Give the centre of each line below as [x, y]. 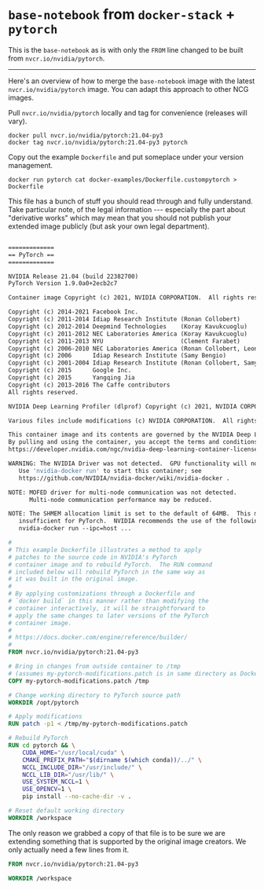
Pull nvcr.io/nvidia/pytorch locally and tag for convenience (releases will [128, 112]
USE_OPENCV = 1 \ [47, 789]
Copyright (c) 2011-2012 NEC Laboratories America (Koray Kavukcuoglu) [128, 334]
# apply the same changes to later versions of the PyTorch [109, 615]
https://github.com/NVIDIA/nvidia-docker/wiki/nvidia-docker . [124, 478]
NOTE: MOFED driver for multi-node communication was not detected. [123, 493]
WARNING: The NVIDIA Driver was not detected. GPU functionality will [128, 464]
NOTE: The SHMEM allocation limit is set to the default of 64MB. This [130, 514]
